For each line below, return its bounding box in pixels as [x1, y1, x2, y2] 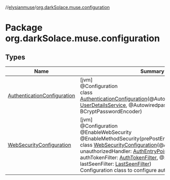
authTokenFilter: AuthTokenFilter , [80, 154, 158, 161]
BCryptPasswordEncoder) [80, 108, 143, 115]
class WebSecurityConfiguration [80, 142, 157, 148]
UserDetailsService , [80, 102, 127, 108]
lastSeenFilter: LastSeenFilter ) [80, 160, 152, 167]
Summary [140, 68, 164, 75]
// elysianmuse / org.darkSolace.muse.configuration [5, 5, 110, 10]
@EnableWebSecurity [80, 129, 132, 136]
